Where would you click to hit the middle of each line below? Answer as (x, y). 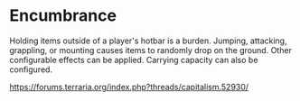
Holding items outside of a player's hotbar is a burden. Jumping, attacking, (148, 41)
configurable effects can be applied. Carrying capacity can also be (134, 60)
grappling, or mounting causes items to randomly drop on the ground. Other (150, 50)
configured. (31, 69)
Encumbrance (63, 16)
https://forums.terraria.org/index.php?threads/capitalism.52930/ (129, 87)
